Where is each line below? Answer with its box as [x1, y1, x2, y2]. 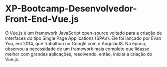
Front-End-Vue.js [5, 13, 79, 25]
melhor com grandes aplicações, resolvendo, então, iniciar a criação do [5, 51, 153, 57]
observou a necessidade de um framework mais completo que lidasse [5, 46, 150, 52]
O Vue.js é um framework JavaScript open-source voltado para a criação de [5, 30, 162, 36]
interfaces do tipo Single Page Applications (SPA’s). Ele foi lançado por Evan [5, 35, 162, 41]
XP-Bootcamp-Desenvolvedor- [5, 3, 137, 14]
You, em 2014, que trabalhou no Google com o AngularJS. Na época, [5, 40, 147, 46]
